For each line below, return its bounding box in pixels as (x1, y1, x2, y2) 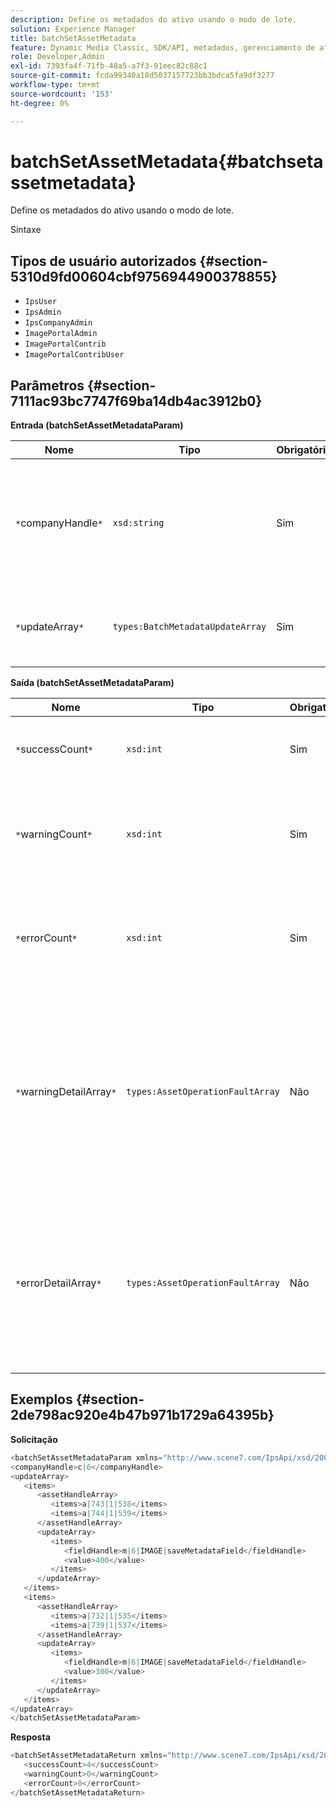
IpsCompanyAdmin (24, 318, 93, 328)
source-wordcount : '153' (10, 89, 114, 99)
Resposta (10, 1731, 51, 1743)
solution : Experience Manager (10, 24, 137, 34)
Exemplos (10, 1391, 73, 1408)
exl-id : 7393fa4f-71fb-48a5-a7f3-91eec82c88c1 (10, 61, 208, 71)
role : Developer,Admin (10, 52, 105, 62)
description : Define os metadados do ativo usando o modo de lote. (10, 14, 298, 25)
